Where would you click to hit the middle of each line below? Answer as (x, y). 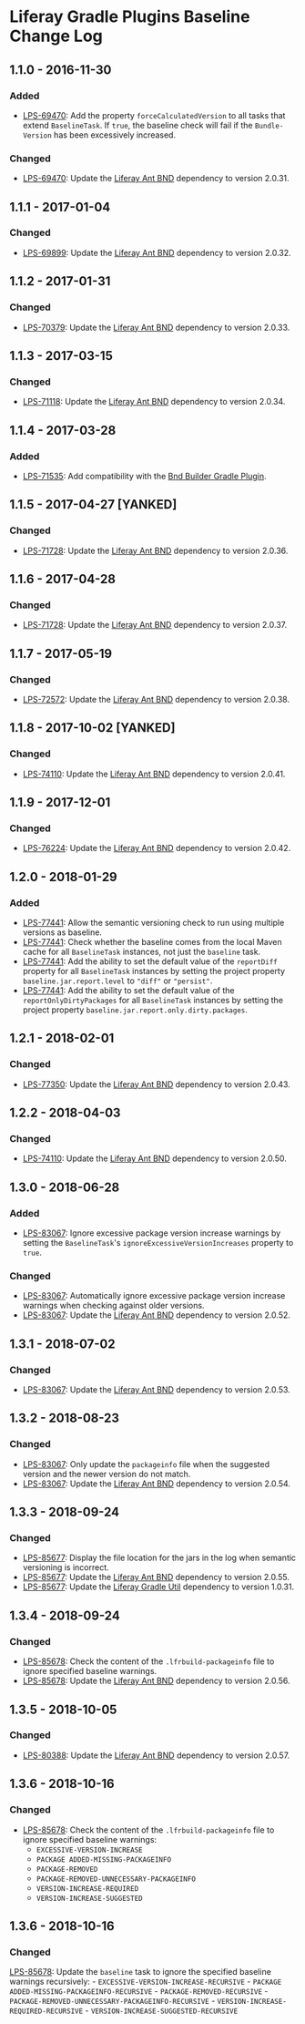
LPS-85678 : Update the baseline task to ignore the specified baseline (140, 1972)
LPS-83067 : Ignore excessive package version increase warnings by (152, 1233)
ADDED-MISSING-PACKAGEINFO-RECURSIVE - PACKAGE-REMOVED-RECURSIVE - (139, 1991)
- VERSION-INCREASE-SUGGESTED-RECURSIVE (162, 2010)
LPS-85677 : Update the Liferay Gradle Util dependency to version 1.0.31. (158, 1587)
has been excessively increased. (114, 135)
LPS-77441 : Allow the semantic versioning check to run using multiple (153, 923)
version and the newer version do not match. (107, 1474)
